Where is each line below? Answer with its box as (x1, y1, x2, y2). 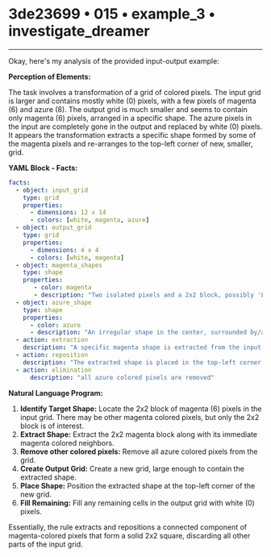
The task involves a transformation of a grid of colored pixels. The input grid (8, 87, 261, 97)
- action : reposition (15, 351, 89, 360)
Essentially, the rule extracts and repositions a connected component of (8, 522, 248, 532)
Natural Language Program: (8, 388, 103, 397)
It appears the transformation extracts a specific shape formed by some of (8, 130, 256, 139)
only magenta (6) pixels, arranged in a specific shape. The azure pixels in (8, 113, 252, 123)
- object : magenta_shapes (15, 261, 103, 269)
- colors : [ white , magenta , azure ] (29, 216, 150, 224)
